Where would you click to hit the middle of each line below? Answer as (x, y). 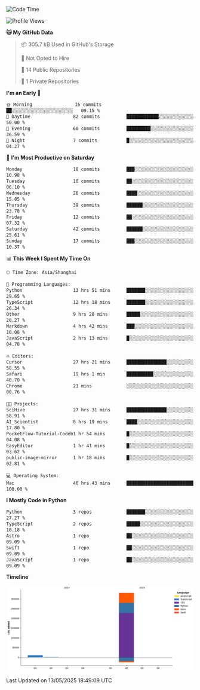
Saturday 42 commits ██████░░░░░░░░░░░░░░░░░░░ (100, 229)
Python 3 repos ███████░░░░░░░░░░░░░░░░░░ (100, 512)
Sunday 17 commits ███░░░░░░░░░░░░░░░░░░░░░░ (100, 241)
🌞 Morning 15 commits (54, 105)
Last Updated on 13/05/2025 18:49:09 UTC (59, 680)
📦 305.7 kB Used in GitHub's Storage (67, 44)
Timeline (17, 577)
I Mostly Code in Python (36, 500)
